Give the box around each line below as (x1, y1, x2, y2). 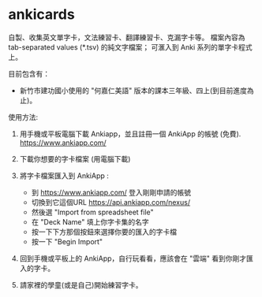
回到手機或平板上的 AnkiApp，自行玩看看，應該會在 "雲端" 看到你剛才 (19, 254, 247, 263)
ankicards (8, 6, 75, 24)
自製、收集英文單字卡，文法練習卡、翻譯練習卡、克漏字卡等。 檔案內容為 (8, 32, 245, 42)
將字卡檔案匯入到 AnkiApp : (19, 171, 109, 180)
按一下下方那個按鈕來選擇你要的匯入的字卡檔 (31, 227, 178, 236)
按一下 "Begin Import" (31, 236, 103, 246)
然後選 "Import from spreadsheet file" (31, 207, 154, 217)
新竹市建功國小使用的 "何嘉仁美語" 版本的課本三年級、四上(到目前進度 (19, 85, 247, 95)
